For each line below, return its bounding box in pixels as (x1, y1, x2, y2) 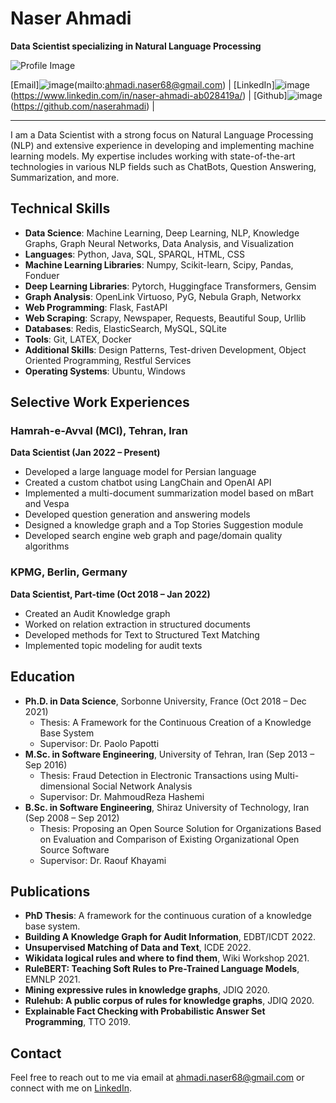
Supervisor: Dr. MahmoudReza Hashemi (39, 790, 205, 802)
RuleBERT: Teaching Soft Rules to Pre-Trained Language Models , (24, 963, 300, 975)
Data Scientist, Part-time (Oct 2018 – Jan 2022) (10, 588, 211, 600)
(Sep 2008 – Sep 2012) (24, 812, 120, 824)
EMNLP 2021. (24, 973, 81, 986)
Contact (10, 1045, 62, 1062)
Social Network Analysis (91, 780, 193, 792)
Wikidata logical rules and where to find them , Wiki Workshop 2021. (24, 952, 310, 964)
